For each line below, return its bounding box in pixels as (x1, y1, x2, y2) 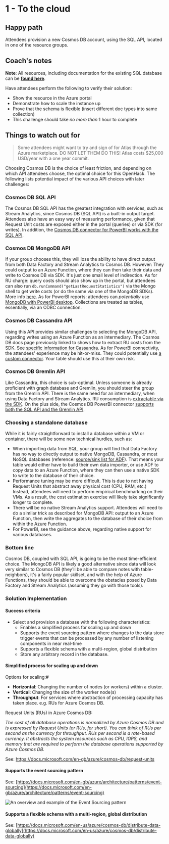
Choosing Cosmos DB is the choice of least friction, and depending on (5, 165, 152, 171)
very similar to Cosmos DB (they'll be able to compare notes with (5, 567, 140, 573)
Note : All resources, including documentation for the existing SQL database (5, 70, 162, 76)
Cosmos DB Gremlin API (5, 368, 66, 375)
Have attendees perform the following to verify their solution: (5, 85, 132, 91)
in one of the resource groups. (5, 42, 69, 48)
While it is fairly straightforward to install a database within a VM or (5, 431, 145, 437)
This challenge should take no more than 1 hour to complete (12, 116, 138, 122)
